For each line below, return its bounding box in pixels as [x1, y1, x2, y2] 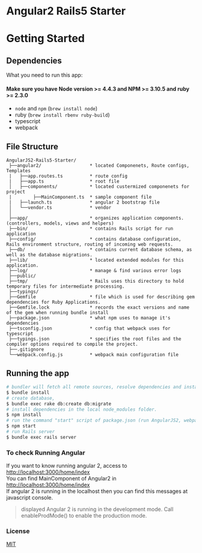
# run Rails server [6, 429, 55, 435]
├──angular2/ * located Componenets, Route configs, [8, 163, 189, 169]
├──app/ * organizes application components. [8, 215, 185, 222]
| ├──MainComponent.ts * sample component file [8, 194, 152, 201]
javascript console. [6, 494, 54, 501]
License [6, 527, 30, 535]
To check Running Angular [6, 449, 85, 457]
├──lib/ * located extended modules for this [8, 257, 185, 264]
